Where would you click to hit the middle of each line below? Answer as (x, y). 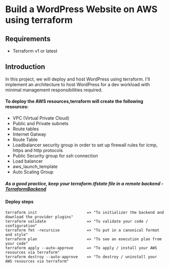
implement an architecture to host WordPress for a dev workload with (78, 84)
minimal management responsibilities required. (54, 90)
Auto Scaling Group (33, 172)
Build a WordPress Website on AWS (81, 9)
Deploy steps (19, 202)
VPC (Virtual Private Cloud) (41, 118)
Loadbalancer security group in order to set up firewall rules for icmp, (85, 145)
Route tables (26, 129)
